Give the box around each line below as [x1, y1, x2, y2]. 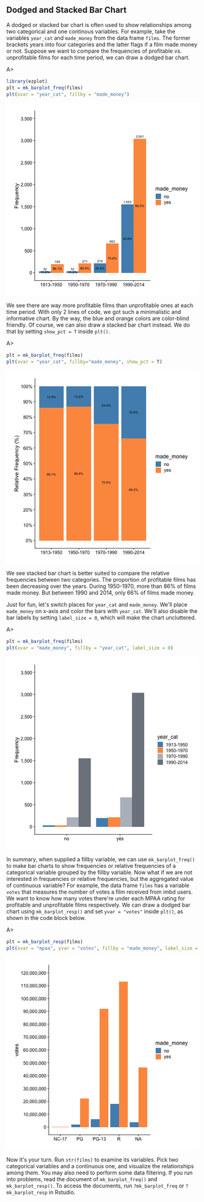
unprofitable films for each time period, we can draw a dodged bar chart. [6, 53, 191, 61]
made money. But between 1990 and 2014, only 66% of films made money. [6, 589, 195, 596]
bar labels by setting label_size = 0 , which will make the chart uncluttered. [6, 614, 197, 622]
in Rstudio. [48, 1189, 76, 1196]
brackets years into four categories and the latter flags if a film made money [6, 40, 197, 48]
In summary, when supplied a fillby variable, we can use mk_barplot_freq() [6, 855, 195, 863]
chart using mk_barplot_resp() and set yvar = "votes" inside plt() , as [6, 907, 183, 915]
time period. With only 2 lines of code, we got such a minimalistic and [6, 308, 181, 316]
